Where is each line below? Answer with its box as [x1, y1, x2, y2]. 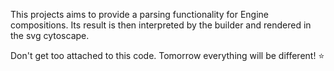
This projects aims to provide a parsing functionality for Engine [10, 9, 269, 20]
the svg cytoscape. [10, 30, 90, 41]
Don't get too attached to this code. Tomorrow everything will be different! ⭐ [10, 50, 325, 61]
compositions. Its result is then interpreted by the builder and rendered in [10, 19, 312, 31]
